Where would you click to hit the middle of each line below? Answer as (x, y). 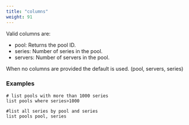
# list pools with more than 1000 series (57, 96)
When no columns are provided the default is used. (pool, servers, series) (95, 68)
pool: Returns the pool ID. (45, 45)
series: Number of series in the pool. (59, 51)
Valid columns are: (28, 33)
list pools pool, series (36, 116)
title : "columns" (27, 11)
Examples (20, 84)
